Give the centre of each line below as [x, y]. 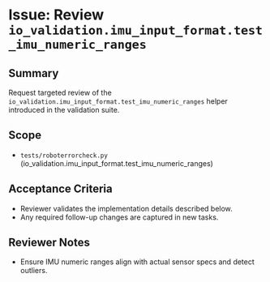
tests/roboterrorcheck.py [64, 156]
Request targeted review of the [60, 92]
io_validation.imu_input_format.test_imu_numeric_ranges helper [118, 101]
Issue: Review [56, 15]
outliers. [34, 271]
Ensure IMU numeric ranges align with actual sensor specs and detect [137, 262]
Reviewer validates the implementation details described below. [126, 208]
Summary [34, 73]
